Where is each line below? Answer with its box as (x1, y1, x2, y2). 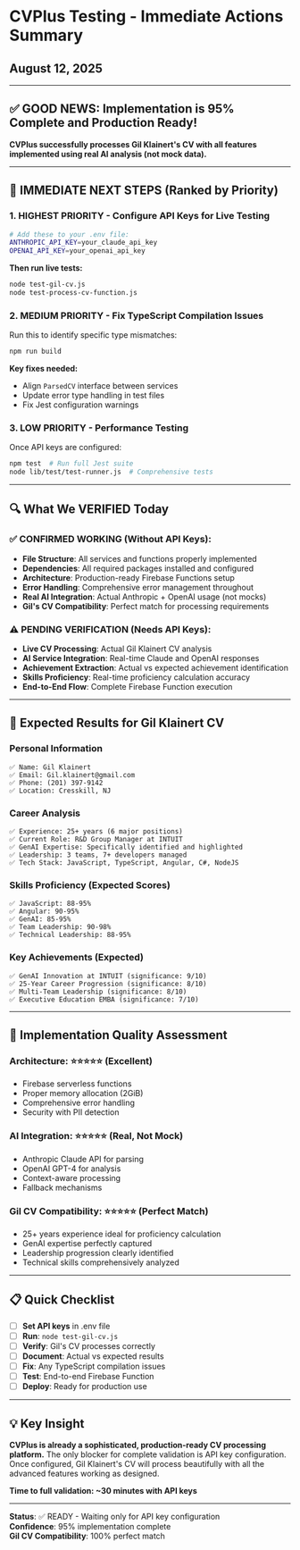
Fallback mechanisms (21, 1182, 103, 1193)
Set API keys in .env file (21, 1320, 111, 1331)
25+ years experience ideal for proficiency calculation (21, 1228, 221, 1239)
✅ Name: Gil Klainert (9, 762, 92, 772)
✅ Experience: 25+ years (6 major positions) (9, 827, 183, 836)
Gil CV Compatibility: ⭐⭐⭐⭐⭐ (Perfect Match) (9, 1204, 209, 1217)
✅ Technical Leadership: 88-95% (9, 931, 131, 940)
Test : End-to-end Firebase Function (21, 1371, 154, 1382)
